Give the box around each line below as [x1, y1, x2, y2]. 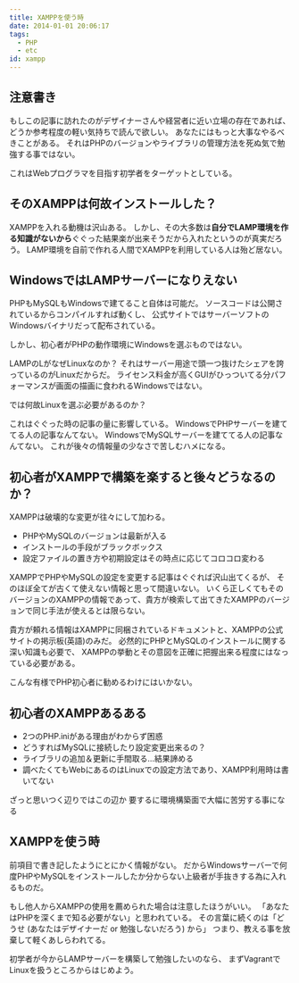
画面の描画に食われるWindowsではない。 [55, 380, 208, 391]
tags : [9, 29, 29, 38]
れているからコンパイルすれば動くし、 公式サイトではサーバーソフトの [9, 309, 270, 320]
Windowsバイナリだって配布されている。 [9, 321, 161, 331]
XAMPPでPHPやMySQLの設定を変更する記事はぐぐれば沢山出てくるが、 [9, 572, 275, 583]
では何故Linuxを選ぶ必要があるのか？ [9, 399, 147, 411]
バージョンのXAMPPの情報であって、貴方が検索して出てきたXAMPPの [9, 595, 267, 605]
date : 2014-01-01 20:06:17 [9, 21, 110, 30]
